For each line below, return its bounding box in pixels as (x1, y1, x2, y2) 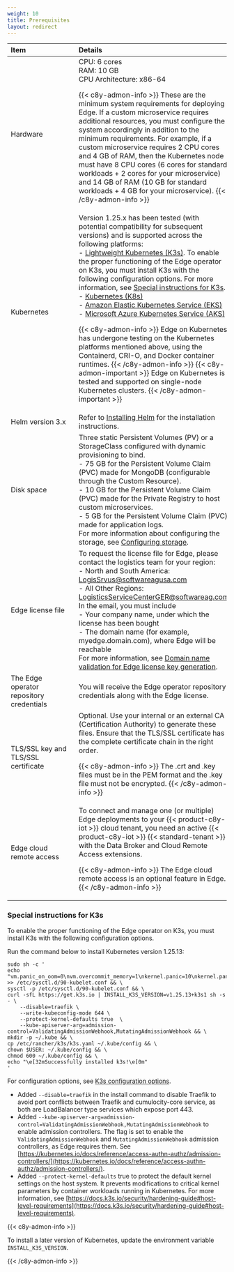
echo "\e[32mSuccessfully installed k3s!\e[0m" (7, 1058, 148, 1066)
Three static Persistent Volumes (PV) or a (79, 433, 214, 443)
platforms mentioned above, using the (79, 342, 203, 352)
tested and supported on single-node (79, 377, 202, 387)
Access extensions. (79, 849, 143, 859)
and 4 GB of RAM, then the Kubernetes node (79, 151, 224, 161)
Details (79, 45, 102, 55)
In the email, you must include (79, 601, 176, 611)
